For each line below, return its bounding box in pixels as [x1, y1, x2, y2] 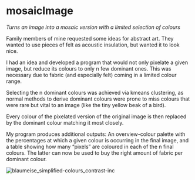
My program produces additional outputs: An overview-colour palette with [6, 131, 186, 138]
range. [6, 78, 22, 85]
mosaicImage [6, 4, 73, 18]
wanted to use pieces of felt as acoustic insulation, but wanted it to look [6, 41, 180, 48]
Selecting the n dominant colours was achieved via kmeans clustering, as [6, 89, 184, 96]
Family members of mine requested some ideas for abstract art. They [6, 35, 174, 42]
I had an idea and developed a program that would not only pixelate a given [6, 59, 189, 66]
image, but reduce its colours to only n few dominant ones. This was [6, 65, 172, 72]
